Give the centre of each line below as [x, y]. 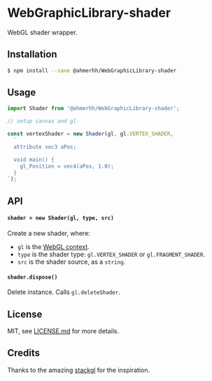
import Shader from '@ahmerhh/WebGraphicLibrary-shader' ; [93, 109]
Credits [24, 353]
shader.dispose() [33, 277]
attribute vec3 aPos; [45, 147]
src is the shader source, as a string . [71, 262]
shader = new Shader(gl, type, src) [61, 218]
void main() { [34, 159]
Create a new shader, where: [49, 233]
